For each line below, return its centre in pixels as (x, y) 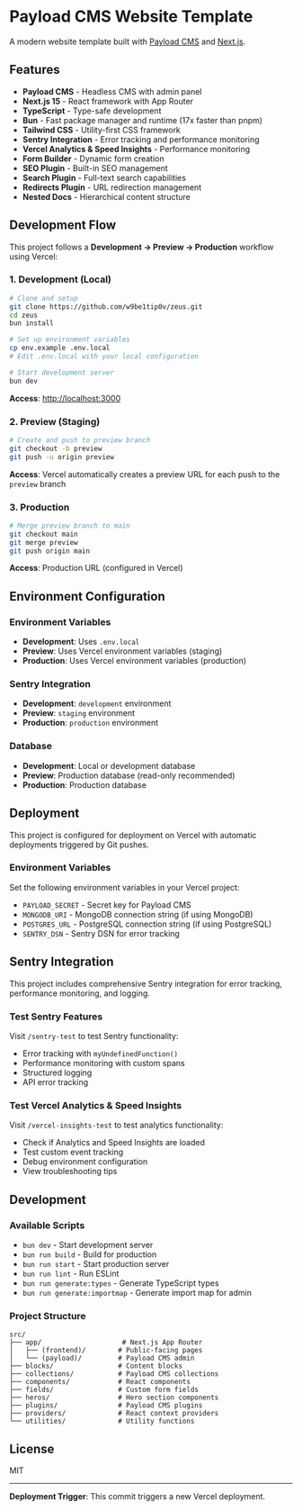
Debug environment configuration (85, 1162)
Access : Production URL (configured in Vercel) (96, 568)
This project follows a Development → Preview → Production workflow (142, 247)
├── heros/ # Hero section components (114, 1398)
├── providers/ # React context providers (114, 1414)
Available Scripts (47, 1225)
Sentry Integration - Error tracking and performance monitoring (141, 139)
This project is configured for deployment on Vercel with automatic (133, 835)
